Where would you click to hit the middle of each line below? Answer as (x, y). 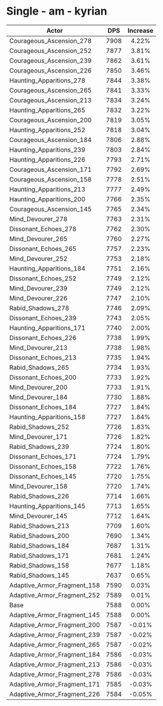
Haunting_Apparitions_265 (48, 110)
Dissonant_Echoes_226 (43, 337)
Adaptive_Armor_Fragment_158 (55, 585)
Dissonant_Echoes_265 (43, 249)
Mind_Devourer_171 (38, 437)
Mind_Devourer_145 (38, 516)
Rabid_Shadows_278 (39, 308)
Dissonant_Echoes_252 (43, 278)
